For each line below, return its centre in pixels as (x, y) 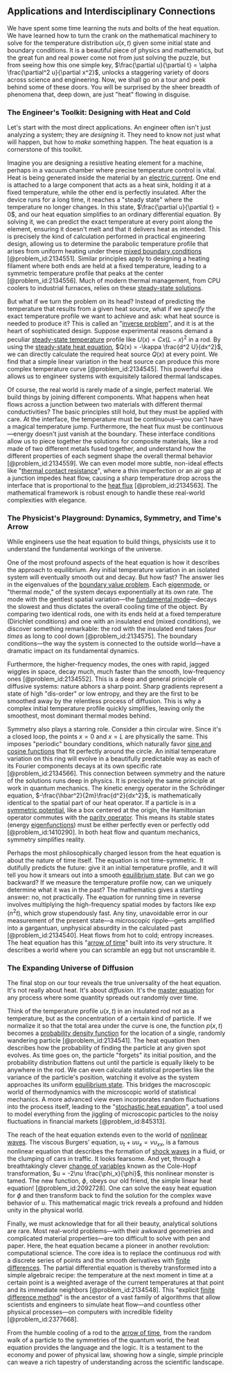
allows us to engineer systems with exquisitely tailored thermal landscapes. (115, 376)
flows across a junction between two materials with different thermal (105, 404)
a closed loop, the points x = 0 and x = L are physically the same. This (108, 736)
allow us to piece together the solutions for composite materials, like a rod (113, 441)
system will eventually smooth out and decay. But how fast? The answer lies (116, 577)
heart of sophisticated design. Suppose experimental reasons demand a (110, 331)
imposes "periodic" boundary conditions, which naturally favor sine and (109, 744)
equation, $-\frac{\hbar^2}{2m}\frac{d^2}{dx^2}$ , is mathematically (105, 795)
